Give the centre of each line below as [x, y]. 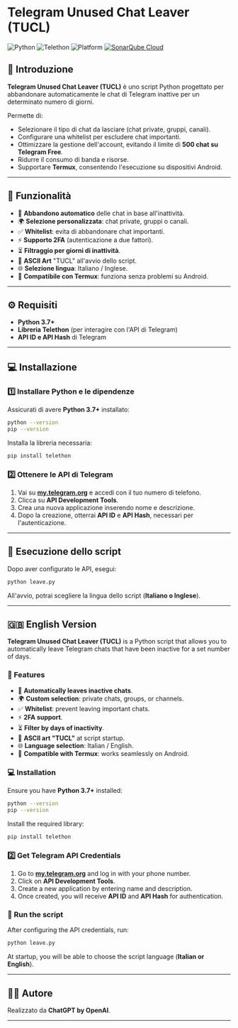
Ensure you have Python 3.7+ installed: [65, 791]
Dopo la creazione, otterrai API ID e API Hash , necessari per [105, 515]
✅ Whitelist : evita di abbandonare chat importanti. [91, 231]
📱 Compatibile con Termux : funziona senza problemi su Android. [113, 276]
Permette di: [25, 115]
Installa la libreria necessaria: [50, 443]
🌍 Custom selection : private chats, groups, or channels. [101, 698]
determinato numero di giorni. [51, 102]
